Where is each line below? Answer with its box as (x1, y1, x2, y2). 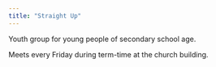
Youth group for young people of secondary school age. (8, 34, 197, 44)
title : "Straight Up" (8, 11, 82, 20)
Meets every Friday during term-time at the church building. (8, 49, 209, 59)
